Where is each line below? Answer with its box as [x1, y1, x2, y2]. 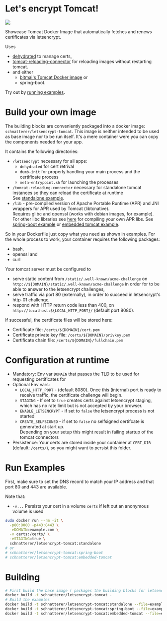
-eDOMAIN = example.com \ [9, 527, 59, 532]
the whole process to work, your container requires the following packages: [5, 236, 160, 242]
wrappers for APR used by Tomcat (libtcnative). [12, 206, 110, 211]
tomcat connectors [19, 434, 59, 440]
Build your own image [5, 107, 96, 118]
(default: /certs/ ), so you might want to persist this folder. [12, 445, 132, 451]
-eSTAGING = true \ [9, 537, 46, 542]
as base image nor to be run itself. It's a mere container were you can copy [5, 134, 159, 139]
